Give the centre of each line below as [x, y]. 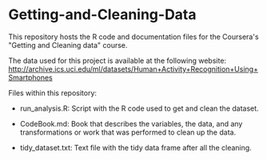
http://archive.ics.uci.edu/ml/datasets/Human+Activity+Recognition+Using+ [133, 68]
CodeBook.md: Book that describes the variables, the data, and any [131, 123]
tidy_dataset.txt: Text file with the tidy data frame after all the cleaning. [135, 147]
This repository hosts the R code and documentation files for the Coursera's [133, 37]
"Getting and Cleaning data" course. [68, 45]
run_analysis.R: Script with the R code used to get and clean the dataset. [139, 108]
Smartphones [31, 77]
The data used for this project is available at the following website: [117, 60]
